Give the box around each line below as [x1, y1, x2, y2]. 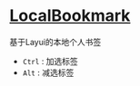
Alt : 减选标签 [22, 67, 75, 78]
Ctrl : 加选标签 [22, 55, 79, 66]
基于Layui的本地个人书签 [9, 36, 102, 47]
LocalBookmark [9, 5, 131, 26]
